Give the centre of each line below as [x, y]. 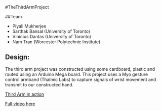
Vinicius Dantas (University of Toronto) [52, 37]
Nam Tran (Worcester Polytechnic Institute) [56, 42]
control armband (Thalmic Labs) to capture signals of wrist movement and [81, 79]
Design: [17, 57]
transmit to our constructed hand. [39, 84]
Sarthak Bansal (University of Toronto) [51, 31]
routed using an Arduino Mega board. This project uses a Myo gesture [77, 74]
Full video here [20, 104]
